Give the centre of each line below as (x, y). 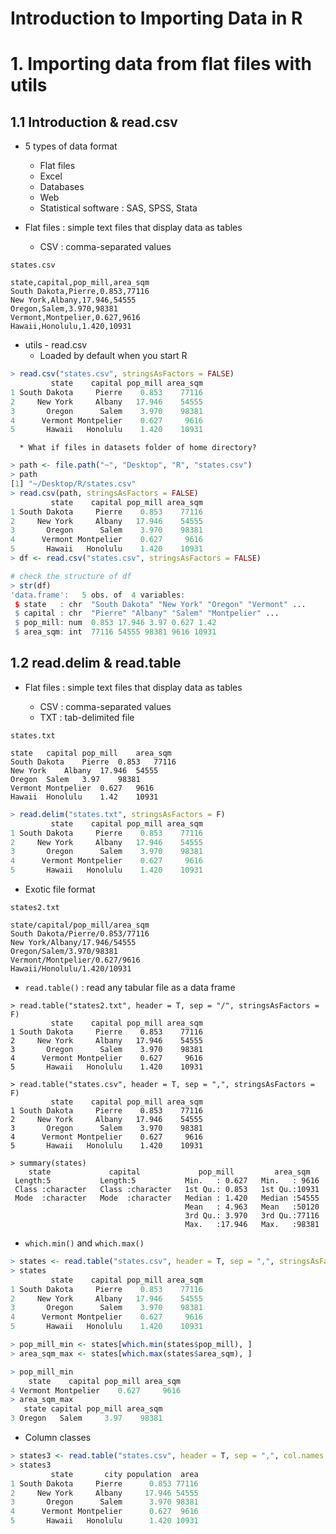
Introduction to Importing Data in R (156, 18)
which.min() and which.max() (84, 1243)
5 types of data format (71, 146)
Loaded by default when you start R (113, 356)
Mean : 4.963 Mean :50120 (252, 1207)
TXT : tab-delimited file (87, 717)
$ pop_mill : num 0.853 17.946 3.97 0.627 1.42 (115, 623)
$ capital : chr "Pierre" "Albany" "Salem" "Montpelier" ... (147, 613)
